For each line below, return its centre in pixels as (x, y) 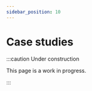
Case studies (40, 42)
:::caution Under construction (43, 59)
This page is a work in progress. (46, 70)
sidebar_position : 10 (34, 12)
